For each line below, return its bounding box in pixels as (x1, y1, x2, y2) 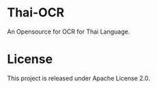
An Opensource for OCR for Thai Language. (7, 27, 130, 36)
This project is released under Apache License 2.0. (7, 74, 150, 82)
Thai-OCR (7, 5, 65, 21)
